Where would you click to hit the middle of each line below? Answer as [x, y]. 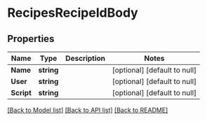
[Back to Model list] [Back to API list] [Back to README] [88, 110]
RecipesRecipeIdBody [73, 13]
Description [86, 58]
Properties [31, 39]
